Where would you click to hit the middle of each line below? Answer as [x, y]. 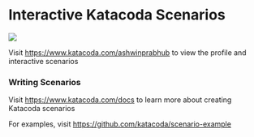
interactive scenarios [43, 61]
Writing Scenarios [45, 82]
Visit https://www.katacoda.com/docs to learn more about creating [120, 100]
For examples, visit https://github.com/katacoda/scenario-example [120, 124]
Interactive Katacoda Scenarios [117, 15]
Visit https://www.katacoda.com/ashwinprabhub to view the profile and [127, 52]
